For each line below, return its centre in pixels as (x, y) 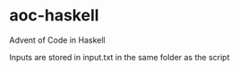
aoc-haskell (54, 16)
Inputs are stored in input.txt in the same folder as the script (119, 57)
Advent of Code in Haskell (57, 40)
